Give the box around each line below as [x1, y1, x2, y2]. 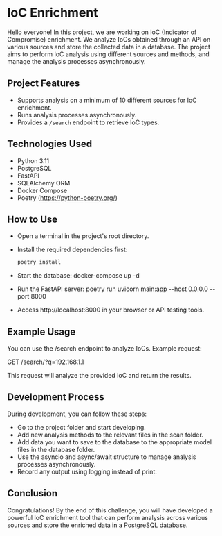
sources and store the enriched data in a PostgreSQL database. [7, 521, 188, 529]
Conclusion [7, 487, 58, 499]
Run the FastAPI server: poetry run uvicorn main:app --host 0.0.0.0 [17, 285, 209, 293]
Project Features [7, 78, 80, 90]
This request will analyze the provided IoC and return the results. [7, 371, 192, 380]
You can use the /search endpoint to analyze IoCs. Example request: [7, 344, 202, 353]
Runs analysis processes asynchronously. [17, 110, 137, 119]
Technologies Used [7, 138, 92, 150]
